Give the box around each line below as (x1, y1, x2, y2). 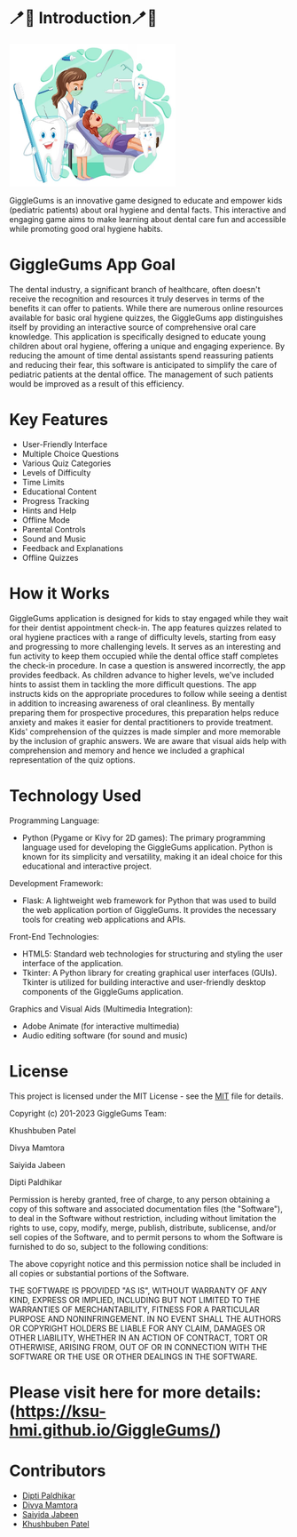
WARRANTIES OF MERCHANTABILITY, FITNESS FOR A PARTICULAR (9, 1304, 260, 1315)
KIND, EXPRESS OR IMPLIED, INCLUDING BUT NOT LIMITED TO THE (9, 1294, 261, 1305)
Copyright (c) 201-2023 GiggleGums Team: (9, 1108, 167, 1118)
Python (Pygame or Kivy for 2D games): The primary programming (21, 832, 266, 843)
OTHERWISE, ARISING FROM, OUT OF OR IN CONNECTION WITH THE (9, 1341, 268, 1352)
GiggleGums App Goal (9, 255, 176, 275)
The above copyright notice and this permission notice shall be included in (9, 1258, 281, 1269)
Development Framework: (9, 877, 104, 888)
